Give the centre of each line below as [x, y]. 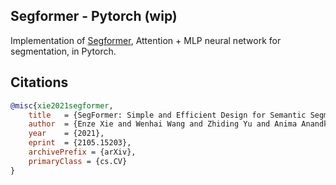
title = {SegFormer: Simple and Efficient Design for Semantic [167, 115]
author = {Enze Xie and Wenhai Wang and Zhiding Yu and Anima [163, 124]
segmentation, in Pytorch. [63, 51]
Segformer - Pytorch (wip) [94, 16]
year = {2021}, [66, 134]
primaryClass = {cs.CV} [78, 161]
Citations [39, 82]
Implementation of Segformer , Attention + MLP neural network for [146, 40]
